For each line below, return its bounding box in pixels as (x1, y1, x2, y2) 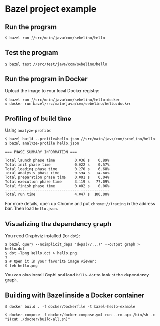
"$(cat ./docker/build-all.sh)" (5, 317, 70, 322)
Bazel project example (5, 3, 96, 15)
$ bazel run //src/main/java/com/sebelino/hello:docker (5, 97, 120, 102)
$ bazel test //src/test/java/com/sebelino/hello (5, 62, 108, 67)
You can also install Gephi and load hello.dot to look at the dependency (5, 272, 149, 278)
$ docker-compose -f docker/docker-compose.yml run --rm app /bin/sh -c (5, 312, 155, 318)
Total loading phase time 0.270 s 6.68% (5, 167, 110, 172)
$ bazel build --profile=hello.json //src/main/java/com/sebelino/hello (5, 137, 155, 142)
